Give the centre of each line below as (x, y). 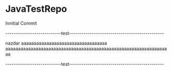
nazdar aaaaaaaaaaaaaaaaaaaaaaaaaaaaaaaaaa (56, 43)
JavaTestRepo (36, 9)
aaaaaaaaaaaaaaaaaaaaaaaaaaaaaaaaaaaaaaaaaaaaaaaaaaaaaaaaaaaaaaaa (86, 48)
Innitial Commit (21, 23)
